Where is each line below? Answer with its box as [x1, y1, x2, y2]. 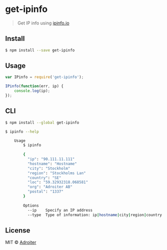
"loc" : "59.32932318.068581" [27, 180, 88, 185]
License [5, 226, 30, 235]
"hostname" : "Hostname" [27, 161, 77, 166]
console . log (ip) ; [14, 88, 50, 93]
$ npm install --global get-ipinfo [5, 120, 79, 125]
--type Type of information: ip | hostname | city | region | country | [27, 212, 164, 218]
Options [23, 203, 39, 208]
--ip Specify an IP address [27, 208, 93, 213]
